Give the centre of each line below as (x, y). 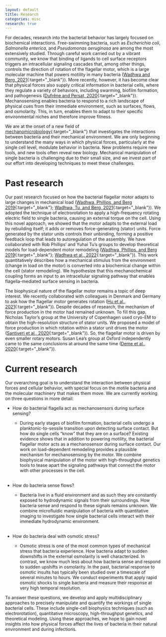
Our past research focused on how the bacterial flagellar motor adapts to (80, 197)
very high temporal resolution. (50, 588)
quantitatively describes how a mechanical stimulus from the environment (81, 260)
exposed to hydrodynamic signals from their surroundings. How (85, 500)
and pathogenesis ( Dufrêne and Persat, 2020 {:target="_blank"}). (71, 96)
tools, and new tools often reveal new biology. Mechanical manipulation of (81, 153)
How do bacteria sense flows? (43, 485)
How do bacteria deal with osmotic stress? (56, 536)
